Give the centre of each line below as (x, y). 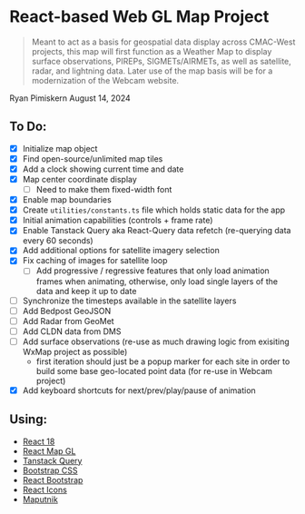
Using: (29, 420)
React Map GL (49, 450)
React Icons (45, 489)
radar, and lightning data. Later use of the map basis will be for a (152, 71)
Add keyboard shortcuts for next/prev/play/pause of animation (139, 390)
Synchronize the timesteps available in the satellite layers (129, 301)
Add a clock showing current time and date (103, 169)
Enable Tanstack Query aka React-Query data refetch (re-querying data (157, 231)
